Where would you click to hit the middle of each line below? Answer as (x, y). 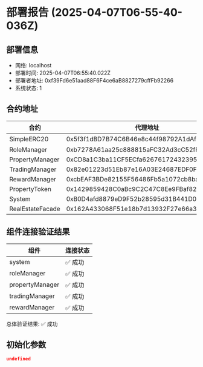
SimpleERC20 (29, 139)
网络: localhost (33, 65)
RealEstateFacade (35, 209)
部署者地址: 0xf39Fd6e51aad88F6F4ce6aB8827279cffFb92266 (94, 80)
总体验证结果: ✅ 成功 (32, 324)
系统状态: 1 (28, 88)
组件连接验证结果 (38, 232)
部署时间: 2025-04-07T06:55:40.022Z (63, 73)
